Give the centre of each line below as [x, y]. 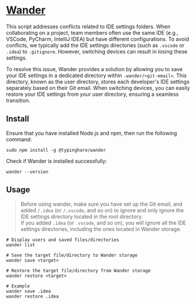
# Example [18, 286]
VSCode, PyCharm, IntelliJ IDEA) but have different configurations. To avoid [98, 39]
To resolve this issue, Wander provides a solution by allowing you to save [94, 69]
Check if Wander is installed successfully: [57, 161]
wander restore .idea [33, 296]
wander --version [27, 172]
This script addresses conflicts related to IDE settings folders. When [88, 26]
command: [19, 139]
